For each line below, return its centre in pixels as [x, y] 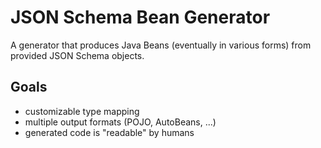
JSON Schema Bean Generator [140, 17]
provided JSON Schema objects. [77, 55]
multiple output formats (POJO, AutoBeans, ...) [120, 122]
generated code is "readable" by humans [109, 132]
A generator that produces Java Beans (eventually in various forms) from [161, 45]
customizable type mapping [82, 111]
